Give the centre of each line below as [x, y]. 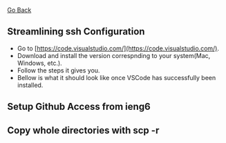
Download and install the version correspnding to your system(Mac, [114, 55]
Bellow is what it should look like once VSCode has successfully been [116, 77]
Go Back [19, 10]
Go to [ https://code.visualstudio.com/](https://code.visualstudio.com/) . [118, 48]
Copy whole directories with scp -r [83, 130]
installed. [30, 85]
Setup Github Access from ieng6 [79, 107]
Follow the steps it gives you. [58, 70]
